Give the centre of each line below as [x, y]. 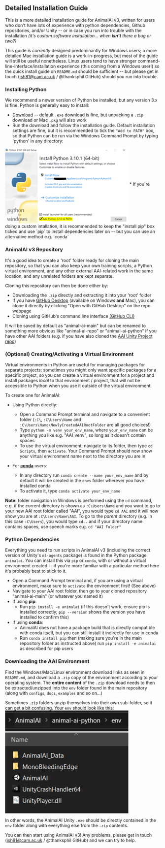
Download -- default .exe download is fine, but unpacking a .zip [78, 115]
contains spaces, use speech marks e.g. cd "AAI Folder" [63, 527]
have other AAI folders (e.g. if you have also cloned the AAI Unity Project [79, 336]
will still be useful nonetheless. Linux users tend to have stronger [71, 61]
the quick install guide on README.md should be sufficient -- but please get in [82, 71]
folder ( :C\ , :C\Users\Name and [50, 420]
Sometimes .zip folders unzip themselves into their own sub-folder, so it [79, 702]
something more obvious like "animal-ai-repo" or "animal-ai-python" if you [81, 331]
